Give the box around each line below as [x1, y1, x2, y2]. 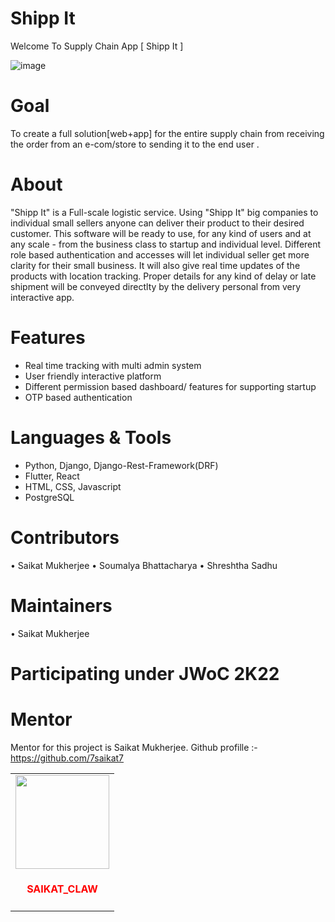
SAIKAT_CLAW [26, 882, 98, 896]
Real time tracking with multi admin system [24, 359, 202, 371]
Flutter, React [24, 470, 80, 482]
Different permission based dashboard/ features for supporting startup [24, 380, 317, 392]
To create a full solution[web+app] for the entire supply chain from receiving [10, 127, 325, 139]
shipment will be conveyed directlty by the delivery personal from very [10, 280, 302, 292]
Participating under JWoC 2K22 [10, 662, 280, 685]
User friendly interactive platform [24, 370, 162, 382]
